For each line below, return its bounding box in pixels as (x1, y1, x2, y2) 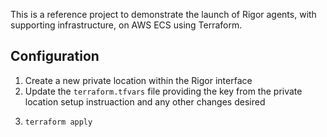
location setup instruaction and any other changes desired (24, 95, 266, 108)
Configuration (10, 48, 100, 65)
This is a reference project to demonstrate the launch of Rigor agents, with (10, 9, 317, 20)
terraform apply (24, 117, 93, 127)
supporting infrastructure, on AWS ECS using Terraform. (10, 19, 243, 31)
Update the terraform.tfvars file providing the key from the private (24, 85, 303, 97)
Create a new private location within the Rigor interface (24, 74, 253, 86)
